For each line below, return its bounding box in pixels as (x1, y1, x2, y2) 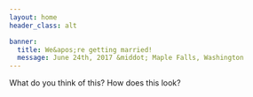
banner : (9, 37, 38, 46)
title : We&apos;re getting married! (17, 45, 153, 54)
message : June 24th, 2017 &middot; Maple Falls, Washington (17, 54, 244, 63)
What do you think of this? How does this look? (9, 78, 181, 88)
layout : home (9, 12, 58, 22)
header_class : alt (9, 21, 77, 30)
